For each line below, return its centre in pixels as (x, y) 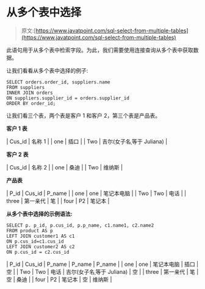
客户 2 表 (17, 154)
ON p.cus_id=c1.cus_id (35, 241)
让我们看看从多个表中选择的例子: (47, 70)
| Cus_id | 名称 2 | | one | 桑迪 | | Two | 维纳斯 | (65, 167)
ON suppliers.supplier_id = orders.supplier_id (68, 98)
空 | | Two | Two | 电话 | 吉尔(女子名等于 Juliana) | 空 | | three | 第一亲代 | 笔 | (103, 271)
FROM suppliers (26, 87)
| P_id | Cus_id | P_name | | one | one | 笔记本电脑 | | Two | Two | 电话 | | (96, 193)
